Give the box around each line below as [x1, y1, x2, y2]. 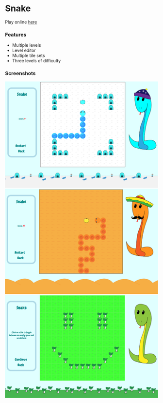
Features [5, 31, 27, 38]
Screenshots [5, 70, 36, 77]
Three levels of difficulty [12, 58, 61, 64]
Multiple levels [12, 42, 41, 48]
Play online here [5, 19, 37, 25]
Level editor [12, 47, 36, 54]
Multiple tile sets [12, 53, 45, 58]
